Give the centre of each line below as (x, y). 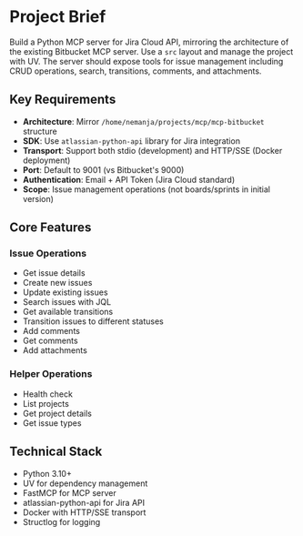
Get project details (57, 413)
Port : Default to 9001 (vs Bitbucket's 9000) (103, 169)
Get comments (50, 341)
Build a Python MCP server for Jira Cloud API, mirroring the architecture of (149, 42)
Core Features (50, 228)
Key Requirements (63, 100)
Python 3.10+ (47, 473)
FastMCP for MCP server (69, 492)
